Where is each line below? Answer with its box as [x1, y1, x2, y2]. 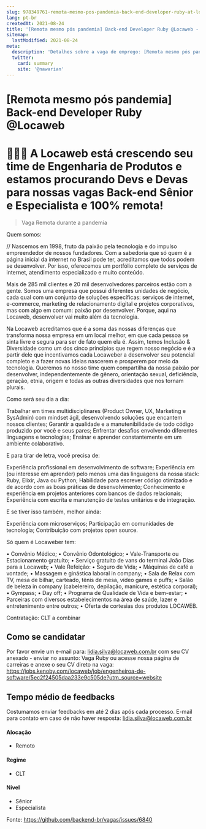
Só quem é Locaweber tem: [6, 538, 77, 545]
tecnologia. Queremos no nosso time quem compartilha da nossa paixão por [6, 364, 199, 371]
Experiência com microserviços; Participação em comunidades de [6, 520, 174, 527]
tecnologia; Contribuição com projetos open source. [6, 526, 138, 534]
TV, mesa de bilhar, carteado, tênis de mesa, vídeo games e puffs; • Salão [6, 576, 194, 583]
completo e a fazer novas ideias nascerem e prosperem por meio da [6, 357, 179, 365]
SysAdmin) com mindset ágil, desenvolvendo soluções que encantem [6, 414, 183, 421]
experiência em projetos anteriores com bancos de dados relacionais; [6, 490, 183, 497]
